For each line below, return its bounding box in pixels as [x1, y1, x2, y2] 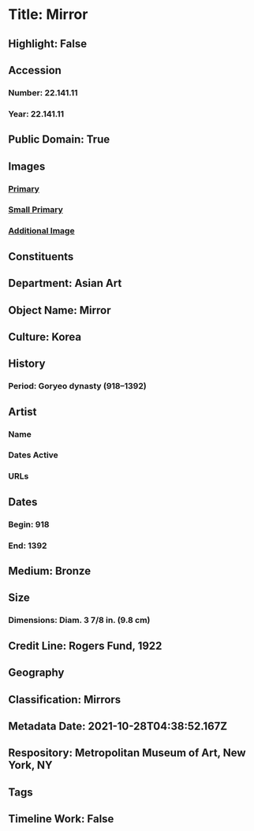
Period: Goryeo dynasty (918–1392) [8, 381, 148, 392]
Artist [8, 404, 37, 419]
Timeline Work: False [8, 812, 114, 825]
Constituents [8, 250, 74, 263]
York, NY [8, 758, 53, 772]
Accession [8, 63, 62, 76]
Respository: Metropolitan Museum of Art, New [8, 747, 246, 760]
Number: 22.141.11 [8, 87, 78, 98]
